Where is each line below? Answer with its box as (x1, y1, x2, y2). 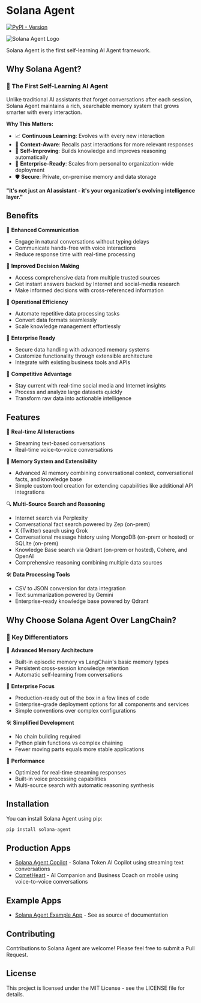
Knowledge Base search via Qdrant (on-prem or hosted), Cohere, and (14, 546, 188, 554)
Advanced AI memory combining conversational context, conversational (14, 469, 194, 477)
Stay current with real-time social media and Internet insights (14, 382, 166, 389)
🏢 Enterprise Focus (6, 682, 55, 690)
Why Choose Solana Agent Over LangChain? (6, 615, 177, 625)
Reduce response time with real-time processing (14, 251, 136, 258)
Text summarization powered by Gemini (14, 591, 113, 599)
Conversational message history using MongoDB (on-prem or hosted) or (14, 533, 194, 540)
